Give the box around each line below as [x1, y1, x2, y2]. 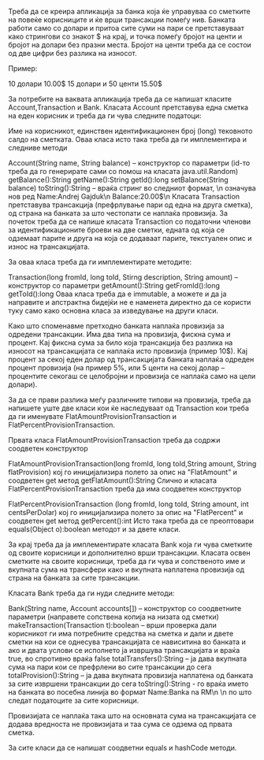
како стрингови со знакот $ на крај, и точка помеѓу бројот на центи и [8, 32, 243, 41]
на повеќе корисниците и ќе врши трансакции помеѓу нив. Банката [8, 15, 236, 24]
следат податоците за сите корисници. [8, 696, 139, 705]
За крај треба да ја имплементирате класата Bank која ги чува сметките [8, 539, 253, 549]
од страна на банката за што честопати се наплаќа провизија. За [8, 209, 229, 217]
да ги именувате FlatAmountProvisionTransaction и [8, 412, 177, 421]
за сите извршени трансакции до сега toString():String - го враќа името [8, 679, 249, 688]
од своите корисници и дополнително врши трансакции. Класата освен [8, 548, 251, 558]
